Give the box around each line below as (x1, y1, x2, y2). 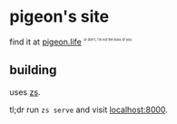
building (9, 62, 57, 78)
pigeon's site (9, 6, 110, 27)
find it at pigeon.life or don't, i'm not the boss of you (9, 36, 133, 47)
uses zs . (9, 86, 41, 97)
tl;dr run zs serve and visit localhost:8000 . (9, 104, 168, 115)
